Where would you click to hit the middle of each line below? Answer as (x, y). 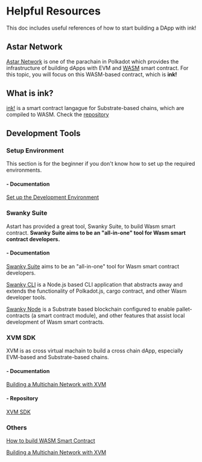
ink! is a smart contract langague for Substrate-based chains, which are (95, 108)
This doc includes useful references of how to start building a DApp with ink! (101, 28)
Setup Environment (35, 151)
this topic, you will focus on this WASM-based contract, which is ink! (92, 74)
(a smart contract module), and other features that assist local (108, 315)
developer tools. (26, 297)
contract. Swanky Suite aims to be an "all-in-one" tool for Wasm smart (96, 233)
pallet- (184, 309)
